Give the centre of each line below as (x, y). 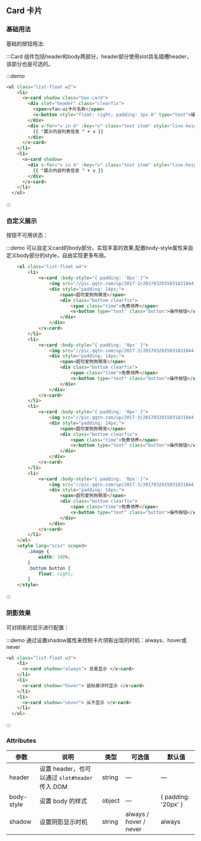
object (111, 801)
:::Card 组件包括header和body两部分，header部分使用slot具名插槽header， (99, 56)
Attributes (21, 741)
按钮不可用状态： (27, 235)
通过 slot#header (69, 778)
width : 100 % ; (54, 557)
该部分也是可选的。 (30, 64)
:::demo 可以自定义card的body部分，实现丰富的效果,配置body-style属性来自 (100, 248)
